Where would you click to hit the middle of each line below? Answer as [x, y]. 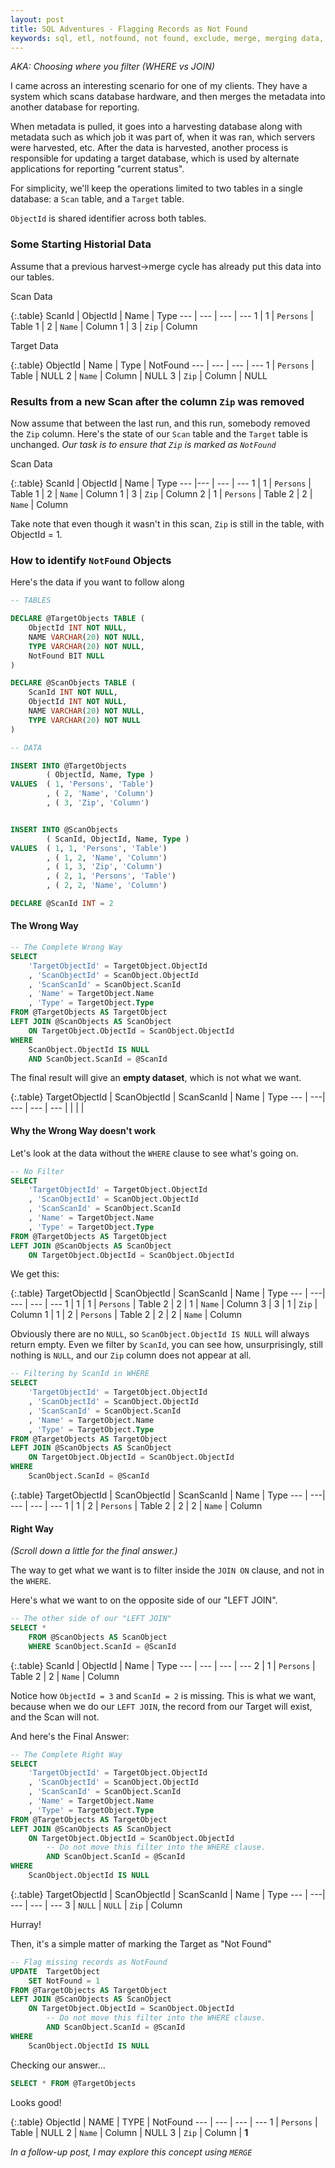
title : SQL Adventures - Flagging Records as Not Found [129, 29]
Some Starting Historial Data [81, 244]
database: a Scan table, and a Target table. [97, 199]
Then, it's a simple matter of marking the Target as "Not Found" [141, 1943]
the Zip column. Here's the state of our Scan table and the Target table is [159, 433]
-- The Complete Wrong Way [66, 947]
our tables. [32, 277]
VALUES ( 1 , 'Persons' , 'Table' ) [82, 784]
